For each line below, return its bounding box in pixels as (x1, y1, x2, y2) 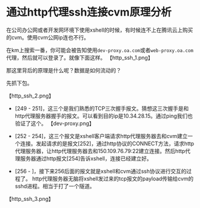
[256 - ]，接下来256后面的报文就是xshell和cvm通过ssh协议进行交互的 (14, 167, 187, 175)
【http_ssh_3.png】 (6, 195, 54, 202)
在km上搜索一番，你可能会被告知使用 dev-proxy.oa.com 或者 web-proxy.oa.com (6, 46, 194, 54)
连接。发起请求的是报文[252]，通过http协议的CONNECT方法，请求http (20, 140, 195, 147)
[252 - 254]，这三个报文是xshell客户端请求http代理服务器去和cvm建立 (14, 132, 188, 139)
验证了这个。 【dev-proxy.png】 (14, 120, 94, 127)
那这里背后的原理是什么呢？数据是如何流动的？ (6, 66, 121, 74)
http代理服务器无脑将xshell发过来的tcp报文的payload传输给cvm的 (32, 175, 194, 182)
